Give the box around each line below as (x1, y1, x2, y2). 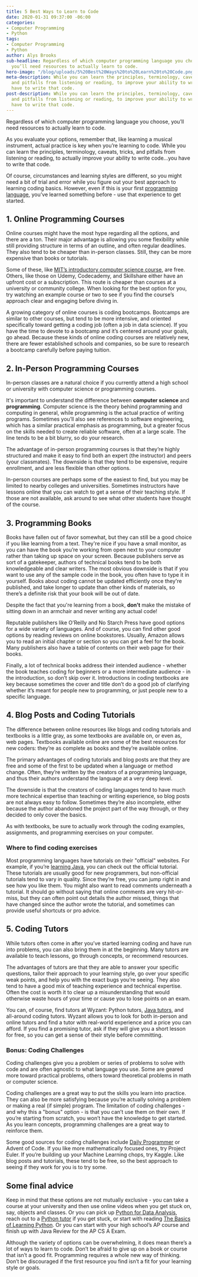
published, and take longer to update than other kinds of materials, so (6, 584, 176, 591)
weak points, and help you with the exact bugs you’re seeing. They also (6, 976, 180, 983)
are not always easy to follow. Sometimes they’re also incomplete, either (6, 799, 181, 806)
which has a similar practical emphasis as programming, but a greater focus (6, 422, 190, 429)
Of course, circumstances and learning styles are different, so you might (6, 172, 182, 179)
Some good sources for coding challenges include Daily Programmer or (6, 1139, 180, 1146)
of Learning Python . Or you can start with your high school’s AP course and (6, 1221, 190, 1228)
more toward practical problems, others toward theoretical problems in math (6, 1072, 192, 1079)
